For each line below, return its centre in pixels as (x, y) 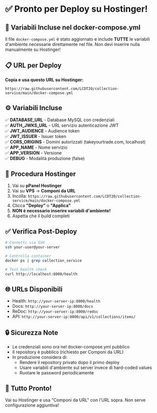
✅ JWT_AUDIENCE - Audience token (42, 131)
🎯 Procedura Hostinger (40, 174)
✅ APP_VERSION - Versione (34, 153)
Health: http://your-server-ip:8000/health (56, 301)
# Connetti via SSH (25, 243)
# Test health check (26, 269)
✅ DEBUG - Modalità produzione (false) (45, 158)
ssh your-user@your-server (33, 247)
